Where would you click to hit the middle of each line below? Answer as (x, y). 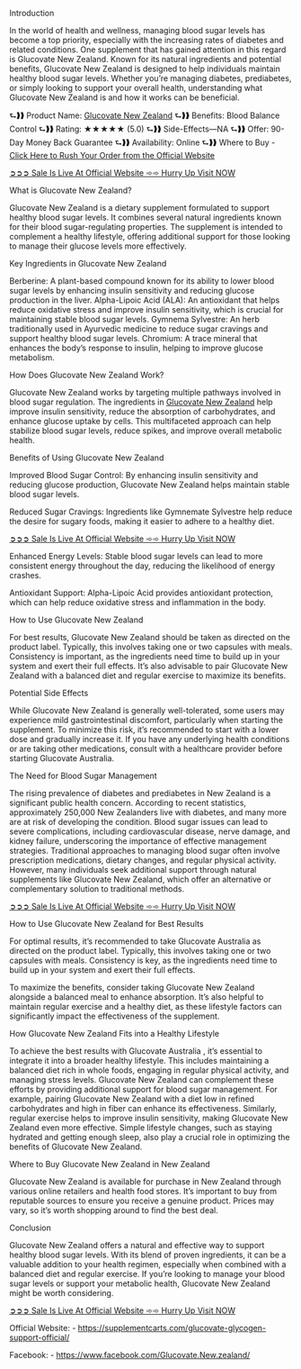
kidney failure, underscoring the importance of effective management (138, 841)
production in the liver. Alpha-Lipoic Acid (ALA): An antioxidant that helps (145, 300)
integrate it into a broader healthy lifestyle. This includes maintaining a (139, 1061)
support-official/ (40, 1337)
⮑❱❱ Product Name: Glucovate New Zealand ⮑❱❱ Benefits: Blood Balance (145, 115)
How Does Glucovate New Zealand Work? (87, 375)
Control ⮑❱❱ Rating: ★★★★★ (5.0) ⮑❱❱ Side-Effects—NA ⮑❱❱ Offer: (139, 129)
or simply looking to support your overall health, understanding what (136, 88)
